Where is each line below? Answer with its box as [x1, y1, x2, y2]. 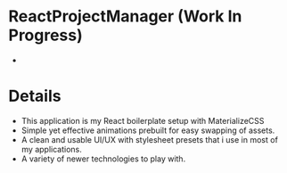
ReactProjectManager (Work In [8, 6, 242, 27]
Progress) [8, 25, 84, 45]
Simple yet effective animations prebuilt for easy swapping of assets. [20, 125, 275, 136]
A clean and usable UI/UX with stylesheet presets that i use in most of [20, 134, 278, 144]
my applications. [20, 144, 82, 154]
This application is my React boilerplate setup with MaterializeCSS [20, 115, 265, 126]
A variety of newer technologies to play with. [20, 153, 186, 164]
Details [8, 86, 61, 106]
